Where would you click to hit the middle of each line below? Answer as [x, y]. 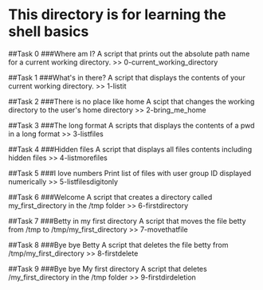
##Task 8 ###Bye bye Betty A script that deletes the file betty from [118, 245]
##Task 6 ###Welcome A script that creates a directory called [110, 197]
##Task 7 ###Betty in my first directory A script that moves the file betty [127, 221]
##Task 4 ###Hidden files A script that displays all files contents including [130, 149]
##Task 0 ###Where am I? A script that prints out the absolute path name [129, 53]
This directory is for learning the [117, 15]
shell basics [49, 31]
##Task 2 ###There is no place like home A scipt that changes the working [131, 101]
